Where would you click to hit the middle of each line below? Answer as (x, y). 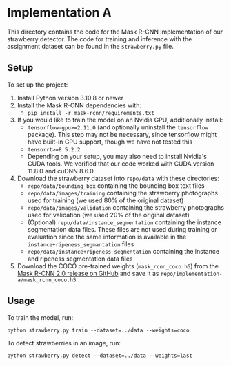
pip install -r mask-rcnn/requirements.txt (91, 113)
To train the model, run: (40, 317)
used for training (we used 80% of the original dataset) (106, 200)
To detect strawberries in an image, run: (64, 343)
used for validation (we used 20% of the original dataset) (108, 215)
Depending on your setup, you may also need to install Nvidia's (117, 156)
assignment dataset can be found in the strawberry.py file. (90, 46)
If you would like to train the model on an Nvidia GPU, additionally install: (120, 120)
